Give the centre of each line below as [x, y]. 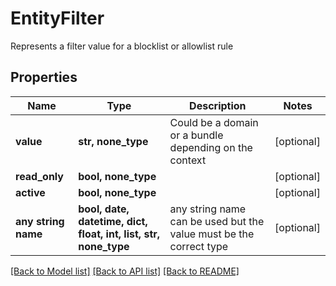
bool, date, [104, 209]
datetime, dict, [113, 221]
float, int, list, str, [119, 234]
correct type [199, 246]
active [30, 192]
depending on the [211, 147]
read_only [39, 176]
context [188, 160]
